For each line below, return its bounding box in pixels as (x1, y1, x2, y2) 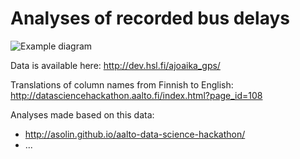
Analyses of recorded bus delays (10, 7, 290, 30)
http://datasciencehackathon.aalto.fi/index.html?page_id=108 (10, 89, 263, 101)
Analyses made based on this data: (10, 108, 155, 121)
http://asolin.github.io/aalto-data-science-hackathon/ (24, 128, 246, 140)
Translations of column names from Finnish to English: (10, 78, 234, 91)
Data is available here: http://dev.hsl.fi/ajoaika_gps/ (10, 59, 221, 71)
